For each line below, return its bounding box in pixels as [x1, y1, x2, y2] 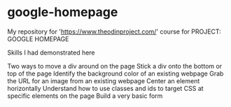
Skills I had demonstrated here [7, 48, 96, 57]
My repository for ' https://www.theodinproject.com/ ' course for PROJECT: [7, 27, 222, 36]
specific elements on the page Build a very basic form [7, 92, 163, 100]
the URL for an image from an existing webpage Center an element [7, 76, 200, 85]
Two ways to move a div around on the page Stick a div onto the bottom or [7, 62, 223, 70]
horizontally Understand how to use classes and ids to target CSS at [7, 84, 204, 92]
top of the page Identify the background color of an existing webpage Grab [7, 69, 224, 78]
